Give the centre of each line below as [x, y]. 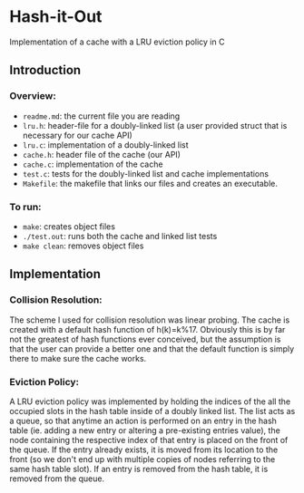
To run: [26, 207]
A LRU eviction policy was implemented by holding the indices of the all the [150, 401]
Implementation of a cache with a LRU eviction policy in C [117, 42]
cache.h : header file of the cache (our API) [102, 154]
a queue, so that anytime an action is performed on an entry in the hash [143, 420]
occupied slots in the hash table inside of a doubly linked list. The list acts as [152, 411]
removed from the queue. [57, 478]
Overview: [33, 96]
